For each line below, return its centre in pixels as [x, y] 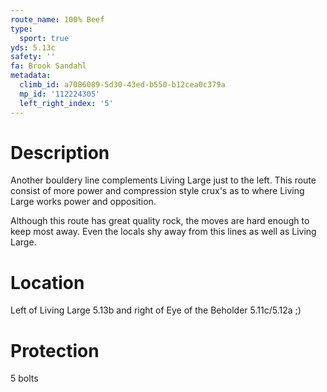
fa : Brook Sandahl [48, 66]
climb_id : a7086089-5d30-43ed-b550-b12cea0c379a [122, 85]
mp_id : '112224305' [60, 94]
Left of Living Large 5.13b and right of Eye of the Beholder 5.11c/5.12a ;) [156, 310]
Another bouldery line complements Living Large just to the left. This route [163, 180]
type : [21, 29]
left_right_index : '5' [66, 103]
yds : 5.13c [33, 47]
